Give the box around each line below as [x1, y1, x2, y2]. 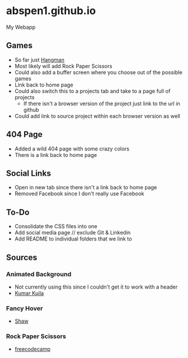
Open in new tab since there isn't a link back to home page [14, 184, 157, 191]
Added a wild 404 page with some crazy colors [14, 145, 130, 152]
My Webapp [6, 24, 36, 31]
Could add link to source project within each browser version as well [14, 112, 180, 119]
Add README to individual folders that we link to [14, 235, 132, 242]
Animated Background [6, 270, 72, 278]
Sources [6, 252, 38, 262]
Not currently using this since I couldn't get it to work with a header [14, 283, 178, 290]
